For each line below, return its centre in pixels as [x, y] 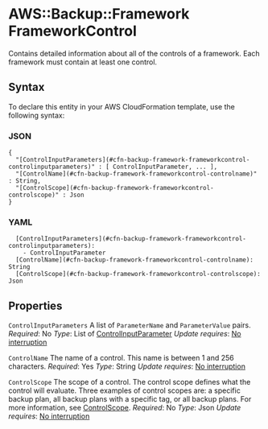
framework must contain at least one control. [83, 62]
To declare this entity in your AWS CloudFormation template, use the [122, 106]
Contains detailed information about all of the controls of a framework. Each [134, 53]
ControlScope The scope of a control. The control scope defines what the [130, 382]
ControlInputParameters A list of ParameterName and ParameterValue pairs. [130, 325]
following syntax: [37, 115]
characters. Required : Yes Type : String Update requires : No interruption [127, 366]
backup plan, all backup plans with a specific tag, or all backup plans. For [130, 399]
